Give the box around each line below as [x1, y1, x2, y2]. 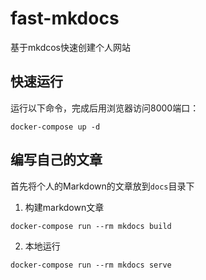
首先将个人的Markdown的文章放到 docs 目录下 [10, 180, 195, 192]
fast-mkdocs [10, 7, 120, 30]
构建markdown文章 [24, 201, 105, 213]
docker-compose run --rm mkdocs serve [10, 260, 172, 270]
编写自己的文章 [10, 152, 103, 169]
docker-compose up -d [10, 122, 101, 132]
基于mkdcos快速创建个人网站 [10, 41, 131, 53]
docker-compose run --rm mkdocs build [10, 221, 172, 231]
